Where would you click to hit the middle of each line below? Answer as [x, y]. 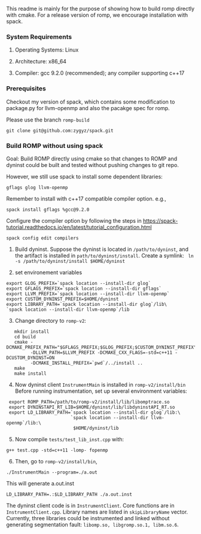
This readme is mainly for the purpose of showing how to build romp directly [100, 9]
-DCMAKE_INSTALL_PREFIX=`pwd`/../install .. [87, 363]
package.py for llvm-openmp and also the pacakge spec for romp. [88, 108]
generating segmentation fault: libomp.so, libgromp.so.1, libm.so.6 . [92, 524]
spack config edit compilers [42, 238]
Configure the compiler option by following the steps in [74, 220]
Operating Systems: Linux [47, 50]
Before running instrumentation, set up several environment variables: [101, 391]
